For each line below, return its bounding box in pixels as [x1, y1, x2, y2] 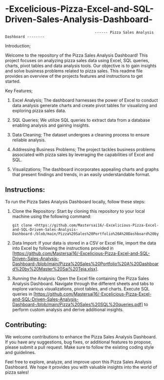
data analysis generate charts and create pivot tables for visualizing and [12, 102, 157, 108]
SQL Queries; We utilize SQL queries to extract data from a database [12, 117, 150, 123]
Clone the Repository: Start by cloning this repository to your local [12, 208, 145, 214]
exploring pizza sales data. [12, 108, 66, 113]
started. [5, 78, 21, 84]
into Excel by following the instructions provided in [12, 245, 114, 251]
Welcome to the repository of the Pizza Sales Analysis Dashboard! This [5, 52, 148, 58]
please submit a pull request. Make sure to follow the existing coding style [5, 344, 154, 350]
